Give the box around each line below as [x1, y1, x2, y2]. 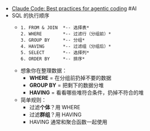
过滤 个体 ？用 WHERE [29, 104, 81, 110]
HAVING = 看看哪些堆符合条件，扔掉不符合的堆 [29, 89, 144, 96]
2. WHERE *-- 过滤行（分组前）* [20, 31, 112, 37]
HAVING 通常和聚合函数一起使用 [29, 119, 108, 125]
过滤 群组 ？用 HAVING [29, 111, 82, 118]
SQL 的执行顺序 [11, 12, 50, 19]
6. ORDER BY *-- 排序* [20, 56, 85, 62]
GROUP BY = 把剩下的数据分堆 [29, 82, 104, 89]
